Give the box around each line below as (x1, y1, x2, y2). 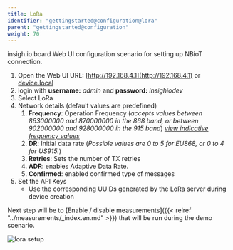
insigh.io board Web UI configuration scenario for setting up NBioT (7, 50, 203, 58)
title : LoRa (7, 10, 43, 18)
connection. (7, 58, 43, 66)
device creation (28, 192, 75, 201)
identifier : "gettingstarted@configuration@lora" (7, 17, 158, 24)
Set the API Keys (17, 177, 67, 186)
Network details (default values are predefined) (17, 101, 157, 110)
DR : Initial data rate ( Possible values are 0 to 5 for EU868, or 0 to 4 (28, 140, 224, 148)
